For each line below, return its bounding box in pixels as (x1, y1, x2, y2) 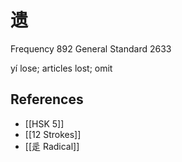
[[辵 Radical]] (24, 140, 80, 152)
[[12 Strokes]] (24, 128, 82, 140)
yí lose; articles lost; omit (10, 62, 113, 74)
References (10, 91, 84, 108)
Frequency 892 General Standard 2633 (10, 42, 172, 55)
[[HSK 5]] (24, 117, 65, 130)
